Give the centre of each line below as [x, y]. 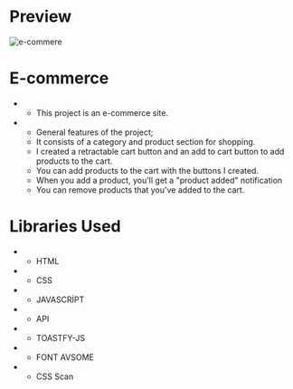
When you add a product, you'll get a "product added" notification [159, 180]
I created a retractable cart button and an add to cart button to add [160, 151]
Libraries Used [65, 227]
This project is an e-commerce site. [102, 113]
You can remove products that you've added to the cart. [140, 190]
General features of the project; [95, 132]
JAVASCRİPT [60, 299]
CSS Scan [55, 376]
